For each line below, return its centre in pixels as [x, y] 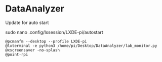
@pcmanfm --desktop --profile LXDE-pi [46, 41]
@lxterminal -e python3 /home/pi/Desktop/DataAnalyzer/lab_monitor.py [81, 45]
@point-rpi [17, 54]
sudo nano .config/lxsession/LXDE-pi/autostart [54, 32]
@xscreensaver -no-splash [32, 50]
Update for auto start [27, 22]
